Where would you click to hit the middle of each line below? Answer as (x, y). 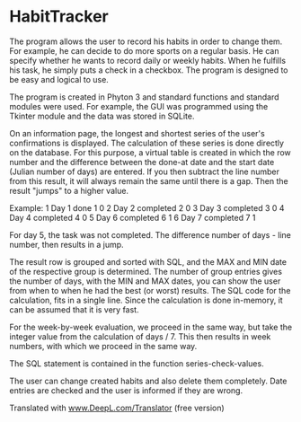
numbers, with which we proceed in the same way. (103, 346)
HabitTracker (59, 17)
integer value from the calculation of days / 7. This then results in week (140, 336)
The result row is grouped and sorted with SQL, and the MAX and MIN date (148, 261)
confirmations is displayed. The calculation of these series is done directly (147, 143)
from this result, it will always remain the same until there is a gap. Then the (149, 180)
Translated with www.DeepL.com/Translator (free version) (117, 408)
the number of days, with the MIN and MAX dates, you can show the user (145, 281)
